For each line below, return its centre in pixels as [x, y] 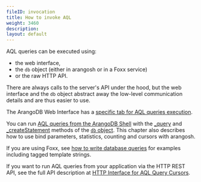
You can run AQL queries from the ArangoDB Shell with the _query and [94, 124]
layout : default [27, 34]
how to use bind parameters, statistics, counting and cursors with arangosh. [101, 137]
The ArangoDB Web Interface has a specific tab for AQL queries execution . [100, 112]
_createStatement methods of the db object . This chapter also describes [96, 130]
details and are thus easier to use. [48, 101]
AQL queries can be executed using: [51, 51]
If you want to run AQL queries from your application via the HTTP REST [96, 166]
